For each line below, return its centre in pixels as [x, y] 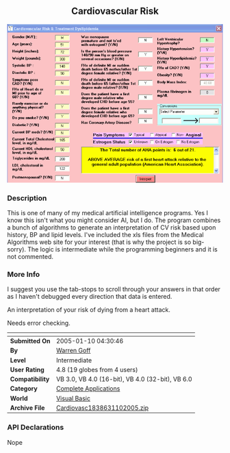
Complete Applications [88, 389]
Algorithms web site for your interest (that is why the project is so [99, 242]
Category [24, 389]
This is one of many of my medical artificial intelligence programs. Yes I [108, 213]
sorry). [16, 249]
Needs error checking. [39, 323]
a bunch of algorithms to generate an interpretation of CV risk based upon [112, 228]
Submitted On [30, 341]
